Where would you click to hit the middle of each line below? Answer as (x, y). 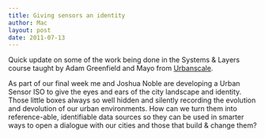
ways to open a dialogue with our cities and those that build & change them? (132, 125)
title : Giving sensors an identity (67, 15)
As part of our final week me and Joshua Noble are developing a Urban (124, 84)
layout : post (30, 30)
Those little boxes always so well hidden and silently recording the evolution (132, 100)
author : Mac (28, 23)
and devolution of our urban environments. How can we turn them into (123, 109)
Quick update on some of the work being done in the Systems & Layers (124, 60)
